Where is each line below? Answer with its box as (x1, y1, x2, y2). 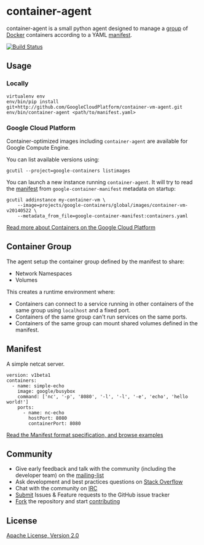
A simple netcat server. (6, 360, 65, 368)
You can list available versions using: (6, 155, 100, 163)
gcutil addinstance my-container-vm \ (6, 196, 106, 203)
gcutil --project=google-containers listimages (6, 168, 131, 174)
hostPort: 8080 (28, 415, 68, 421)
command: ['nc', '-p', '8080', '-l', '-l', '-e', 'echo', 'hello (17, 393, 189, 400)
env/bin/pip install (6, 98, 60, 105)
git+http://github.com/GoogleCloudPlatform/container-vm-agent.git (6, 104, 183, 110)
